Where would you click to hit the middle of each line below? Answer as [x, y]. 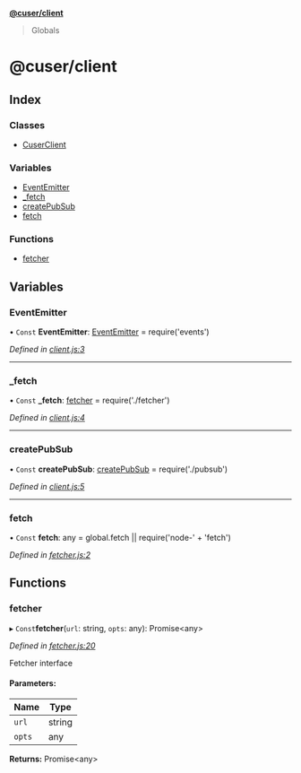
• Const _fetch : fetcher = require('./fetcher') [90, 400]
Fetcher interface [41, 663]
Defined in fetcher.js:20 [52, 646]
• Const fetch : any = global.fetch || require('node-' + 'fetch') [120, 538]
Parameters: [33, 683]
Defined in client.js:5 [47, 486]
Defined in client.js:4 [47, 418]
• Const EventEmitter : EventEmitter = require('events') [109, 332]
